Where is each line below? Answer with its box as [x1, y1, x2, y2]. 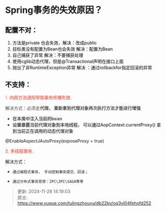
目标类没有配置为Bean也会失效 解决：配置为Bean [12, 46, 113, 52]
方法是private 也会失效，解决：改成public [12, 40, 97, 46]
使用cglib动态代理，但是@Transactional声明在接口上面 [12, 58, 124, 64]
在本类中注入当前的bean [12, 115, 62, 121]
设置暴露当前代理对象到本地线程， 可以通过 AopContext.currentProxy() [12, 122, 156, 128]
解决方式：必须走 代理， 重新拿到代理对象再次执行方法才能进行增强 [5, 105, 141, 111]
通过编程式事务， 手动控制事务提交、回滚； [12, 169, 89, 174]
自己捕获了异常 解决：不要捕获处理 [12, 53, 83, 58]
